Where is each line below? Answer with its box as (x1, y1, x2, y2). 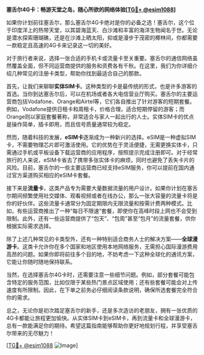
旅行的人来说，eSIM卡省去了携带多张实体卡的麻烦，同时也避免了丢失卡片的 (6, 156, 195, 164)
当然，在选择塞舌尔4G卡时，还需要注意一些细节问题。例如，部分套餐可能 (6, 271, 189, 278)
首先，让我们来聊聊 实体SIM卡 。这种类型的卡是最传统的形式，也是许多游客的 (6, 83, 197, 90)
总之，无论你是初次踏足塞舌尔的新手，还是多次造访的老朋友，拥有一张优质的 (6, 307, 198, 314)
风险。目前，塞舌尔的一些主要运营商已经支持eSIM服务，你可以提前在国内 (6, 164, 189, 171)
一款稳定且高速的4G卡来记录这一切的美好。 (6, 42, 115, 49)
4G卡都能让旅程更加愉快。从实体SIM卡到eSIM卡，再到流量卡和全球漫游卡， (6, 314, 196, 322)
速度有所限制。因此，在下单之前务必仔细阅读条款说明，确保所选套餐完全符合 (6, 286, 198, 294)
